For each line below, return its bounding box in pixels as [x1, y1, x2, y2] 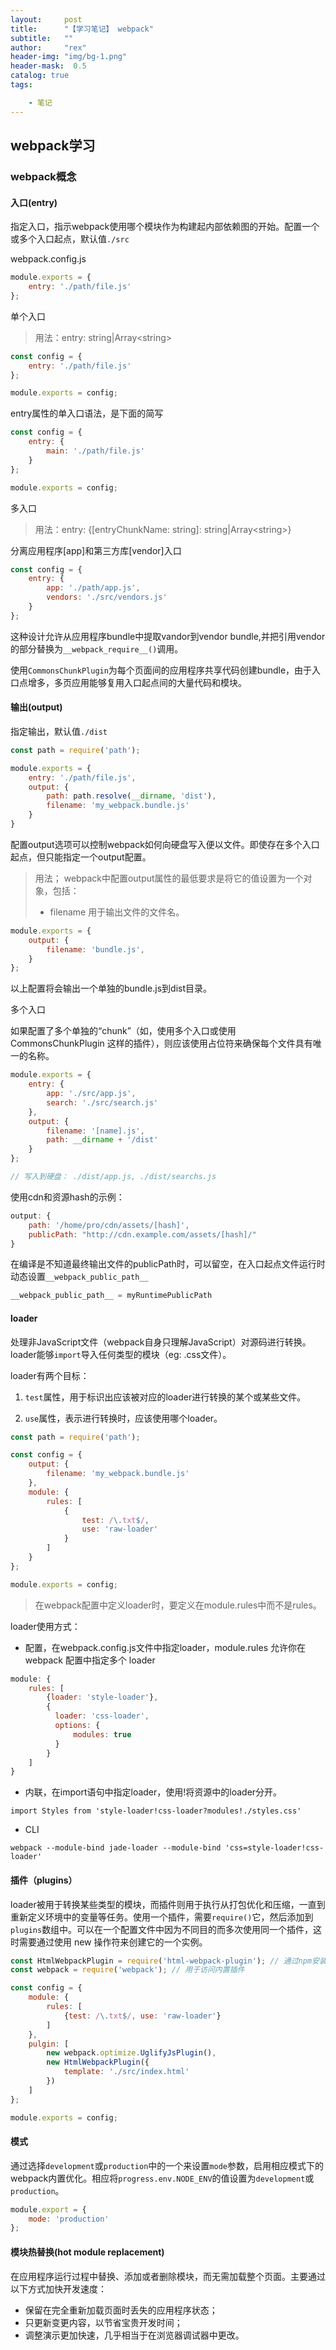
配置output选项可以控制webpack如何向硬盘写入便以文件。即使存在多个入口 [10, 838, 320, 850]
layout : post [10, 14, 83, 25]
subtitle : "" [10, 33, 74, 43]
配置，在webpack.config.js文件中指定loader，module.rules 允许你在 [24, 1641, 306, 1653]
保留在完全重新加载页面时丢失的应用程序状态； [24, 2304, 218, 2316]
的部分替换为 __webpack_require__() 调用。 [10, 642, 184, 655]
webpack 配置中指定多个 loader [24, 1654, 156, 1666]
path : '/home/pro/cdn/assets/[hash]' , [28, 1220, 190, 1230]
